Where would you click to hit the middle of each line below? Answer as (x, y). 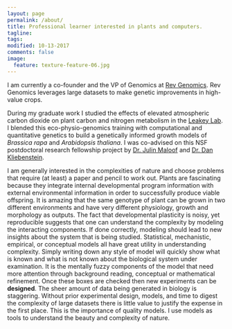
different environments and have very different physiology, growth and (108, 207)
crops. (33, 99)
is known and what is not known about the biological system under (102, 259)
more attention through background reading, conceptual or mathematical (111, 274)
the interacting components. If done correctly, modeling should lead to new (115, 229)
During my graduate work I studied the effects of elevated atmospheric (108, 113)
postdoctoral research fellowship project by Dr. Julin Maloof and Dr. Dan (110, 150)
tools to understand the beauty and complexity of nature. (89, 318)
